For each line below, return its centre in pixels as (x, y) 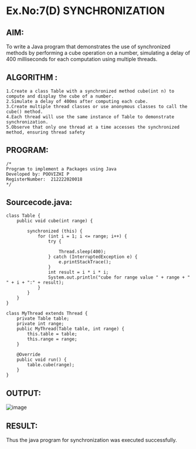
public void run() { (42, 360)
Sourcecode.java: (39, 202)
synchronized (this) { (55, 231)
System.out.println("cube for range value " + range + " (119, 277)
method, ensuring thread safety (45, 132)
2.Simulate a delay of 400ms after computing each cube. (77, 101)
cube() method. (25, 112)
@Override (29, 355)
